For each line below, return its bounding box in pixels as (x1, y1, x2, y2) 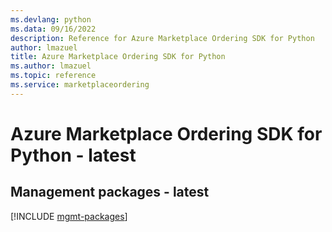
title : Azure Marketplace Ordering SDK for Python (10, 52, 226, 62)
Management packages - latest (10, 184, 210, 201)
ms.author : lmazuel (10, 61, 92, 71)
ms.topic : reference (10, 71, 97, 81)
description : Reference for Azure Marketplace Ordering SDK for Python (10, 33, 315, 43)
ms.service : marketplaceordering (10, 80, 150, 90)
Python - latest (10, 144, 137, 166)
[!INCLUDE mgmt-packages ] (10, 210, 128, 222)
